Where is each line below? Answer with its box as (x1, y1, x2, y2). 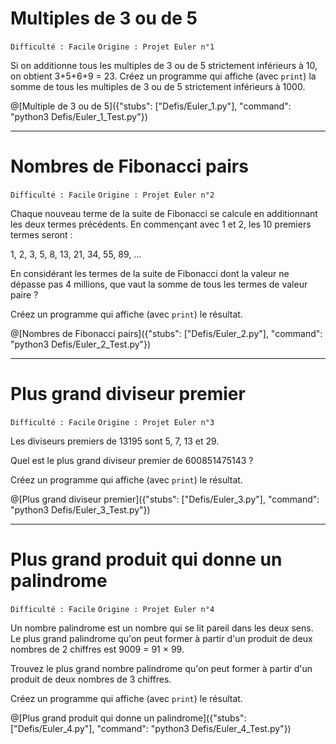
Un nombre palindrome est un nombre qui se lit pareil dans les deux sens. (10, 622, 314, 634)
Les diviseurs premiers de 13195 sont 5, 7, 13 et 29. (10, 435, 220, 447)
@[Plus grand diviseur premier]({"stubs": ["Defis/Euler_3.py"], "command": (10, 493, 320, 505)
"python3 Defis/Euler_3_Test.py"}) (10, 503, 151, 516)
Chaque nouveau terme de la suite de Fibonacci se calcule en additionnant (10, 207, 318, 219)
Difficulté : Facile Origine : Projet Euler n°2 (10, 190, 215, 200)
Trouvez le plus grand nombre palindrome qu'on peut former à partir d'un (10, 662, 313, 674)
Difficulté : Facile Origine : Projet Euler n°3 (10, 417, 215, 427)
